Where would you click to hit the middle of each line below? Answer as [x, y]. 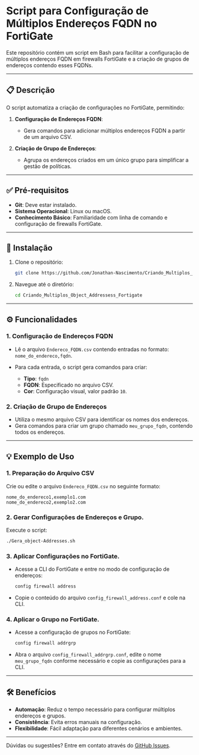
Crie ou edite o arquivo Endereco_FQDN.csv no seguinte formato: [84, 486]
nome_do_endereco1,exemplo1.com [46, 497]
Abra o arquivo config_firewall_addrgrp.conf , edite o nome [88, 655]
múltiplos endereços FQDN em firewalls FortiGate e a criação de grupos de [98, 59]
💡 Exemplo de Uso [40, 457]
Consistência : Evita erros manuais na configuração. [78, 722]
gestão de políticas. [48, 166]
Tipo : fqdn [36, 378]
